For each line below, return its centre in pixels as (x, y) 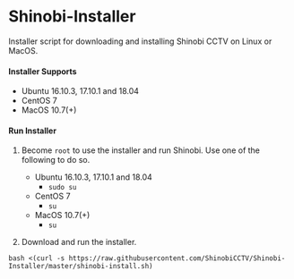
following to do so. (56, 160)
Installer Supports (43, 71)
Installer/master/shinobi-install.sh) (81, 266)
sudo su (62, 188)
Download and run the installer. (79, 242)
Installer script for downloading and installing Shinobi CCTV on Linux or (140, 41)
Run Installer (33, 131)
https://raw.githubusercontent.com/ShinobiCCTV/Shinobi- (177, 258)
